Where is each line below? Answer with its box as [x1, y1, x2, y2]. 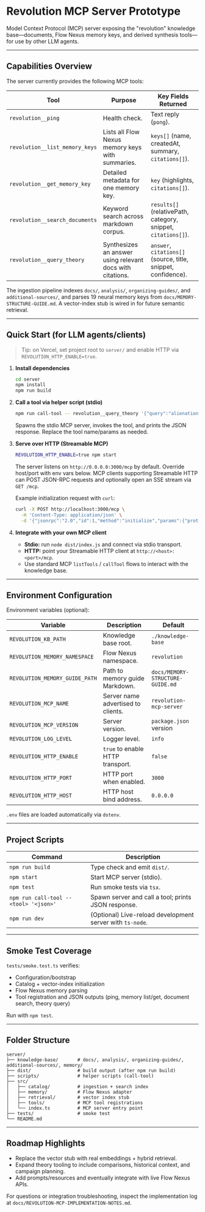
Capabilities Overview [6, 61, 93, 72]
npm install [15, 382, 46, 388]
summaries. [103, 158, 137, 167]
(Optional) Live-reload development [90, 910, 194, 919]
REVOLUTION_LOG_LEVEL [9, 736, 72, 742]
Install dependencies [15, 364, 70, 372]
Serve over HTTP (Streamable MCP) [15, 440, 109, 448]
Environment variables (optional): [6, 606, 90, 614]
